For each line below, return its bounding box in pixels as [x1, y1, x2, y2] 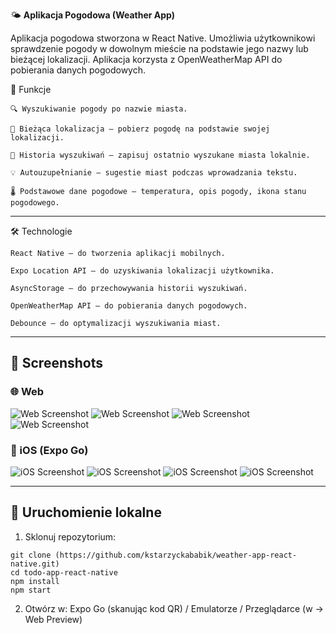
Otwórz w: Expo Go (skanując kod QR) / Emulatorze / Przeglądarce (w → [24, 602, 324, 614]
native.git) [10, 559, 60, 569]
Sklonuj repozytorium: [24, 530, 117, 543]
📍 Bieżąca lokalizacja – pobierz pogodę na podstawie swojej [10, 124, 271, 134]
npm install [10, 576, 60, 586]
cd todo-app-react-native [10, 567, 118, 578]
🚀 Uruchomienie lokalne [10, 504, 162, 521]
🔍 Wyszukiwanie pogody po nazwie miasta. [10, 104, 188, 114]
